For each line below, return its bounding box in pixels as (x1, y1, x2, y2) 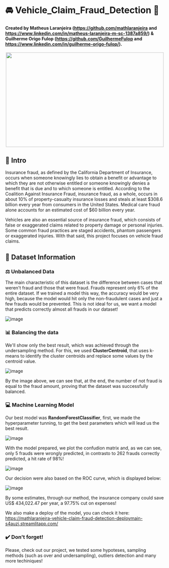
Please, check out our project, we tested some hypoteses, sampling (5, 547, 146, 553)
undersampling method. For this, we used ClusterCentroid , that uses (5, 348, 149, 354)
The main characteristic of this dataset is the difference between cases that (5, 279, 162, 286)
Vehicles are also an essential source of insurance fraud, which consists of (5, 217, 161, 223)
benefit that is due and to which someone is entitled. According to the (5, 186, 150, 192)
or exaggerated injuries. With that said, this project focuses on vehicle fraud (5, 233, 163, 239)
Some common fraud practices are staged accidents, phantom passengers (5, 228, 161, 234)
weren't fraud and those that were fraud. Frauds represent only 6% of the (5, 285, 158, 291)
